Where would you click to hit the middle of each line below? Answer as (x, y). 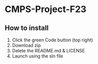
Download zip (26, 45)
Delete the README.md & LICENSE (48, 51)
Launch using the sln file (38, 56)
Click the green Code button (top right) (53, 40)
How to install (27, 28)
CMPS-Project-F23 (46, 9)
